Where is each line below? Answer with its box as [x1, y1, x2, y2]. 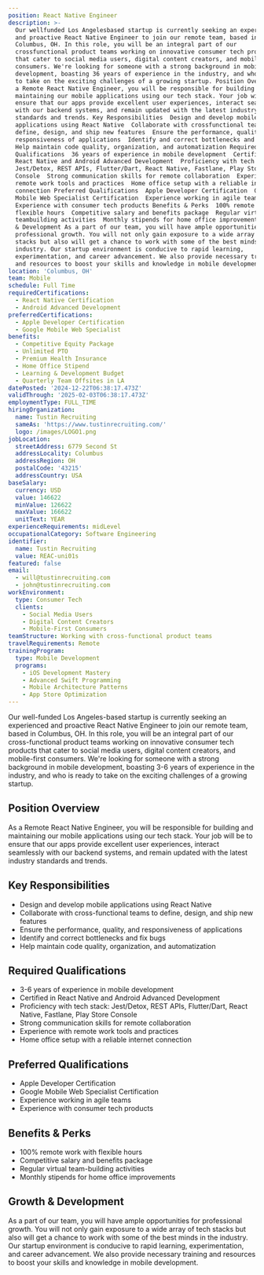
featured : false [8, 559, 61, 567]
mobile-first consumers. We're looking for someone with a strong [8, 754, 220, 763]
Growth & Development [8, 1195, 124, 1208]
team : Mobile [8, 274, 51, 283]
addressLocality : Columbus [15, 449, 104, 458]
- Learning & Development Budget [15, 369, 125, 377]
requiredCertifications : [8, 289, 90, 297]
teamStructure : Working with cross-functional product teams [8, 632, 213, 640]
